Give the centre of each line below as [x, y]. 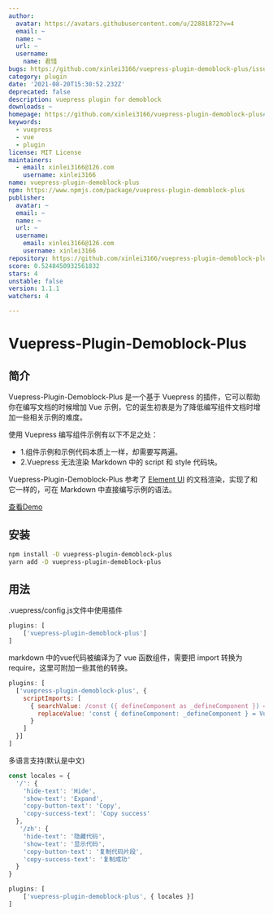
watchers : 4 [28, 297]
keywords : [25, 122]
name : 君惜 [40, 62]
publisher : [27, 198]
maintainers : [30, 160]
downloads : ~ [30, 107]
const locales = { [39, 776]
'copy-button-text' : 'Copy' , [72, 806]
